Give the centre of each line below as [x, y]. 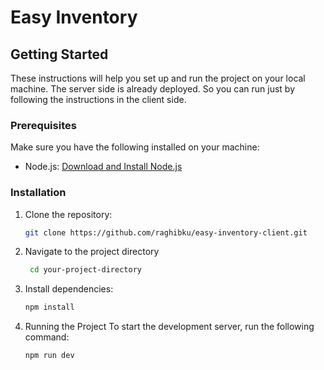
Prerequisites [43, 125]
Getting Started [59, 54]
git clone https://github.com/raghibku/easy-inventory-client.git [166, 232]
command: [47, 337]
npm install [49, 307]
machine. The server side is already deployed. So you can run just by [153, 89]
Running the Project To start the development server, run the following [169, 327]
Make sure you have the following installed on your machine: [135, 147]
